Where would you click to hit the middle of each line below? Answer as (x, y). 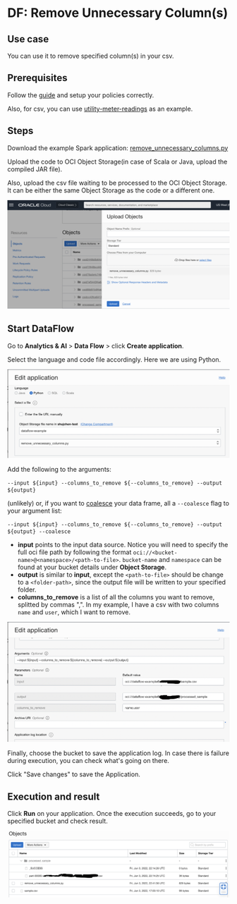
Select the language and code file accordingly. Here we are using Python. (114, 359)
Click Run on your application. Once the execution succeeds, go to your (112, 814)
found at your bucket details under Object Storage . (92, 567)
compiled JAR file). (35, 169)
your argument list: (35, 511)
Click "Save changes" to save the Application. (74, 774)
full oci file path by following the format (74, 552)
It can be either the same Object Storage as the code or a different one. (111, 190)
